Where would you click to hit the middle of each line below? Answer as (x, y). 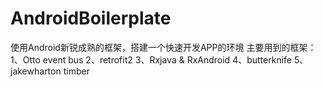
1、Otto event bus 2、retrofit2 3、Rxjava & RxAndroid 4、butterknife (151, 59)
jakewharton (36, 71)
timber (76, 71)
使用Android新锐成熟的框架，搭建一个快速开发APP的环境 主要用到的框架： (163, 47)
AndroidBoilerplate (91, 18)
